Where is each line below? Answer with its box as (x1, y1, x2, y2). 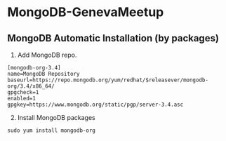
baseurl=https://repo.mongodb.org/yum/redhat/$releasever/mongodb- (7, 76, 209, 83)
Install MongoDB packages (17, 114, 96, 121)
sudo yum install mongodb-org (7, 127, 96, 134)
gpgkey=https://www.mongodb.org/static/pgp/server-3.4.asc (7, 101, 184, 108)
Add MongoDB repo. (17, 51, 77, 59)
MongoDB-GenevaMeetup (7, 4, 164, 20)
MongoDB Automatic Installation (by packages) (7, 32, 220, 44)
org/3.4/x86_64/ (7, 83, 55, 90)
